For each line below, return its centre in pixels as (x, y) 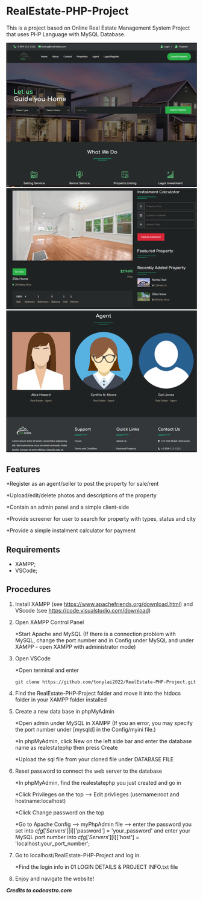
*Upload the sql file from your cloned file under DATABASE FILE (94, 759)
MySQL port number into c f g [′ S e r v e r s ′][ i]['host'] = (77, 837)
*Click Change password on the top (60, 812)
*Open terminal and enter (47, 670)
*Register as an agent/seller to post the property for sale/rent (83, 484)
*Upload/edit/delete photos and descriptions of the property (81, 495)
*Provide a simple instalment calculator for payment (71, 530)
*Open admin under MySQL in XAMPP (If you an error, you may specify (104, 723)
